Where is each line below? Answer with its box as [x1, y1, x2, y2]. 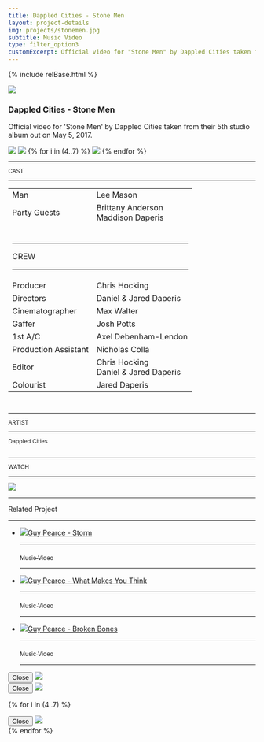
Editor [12, 362, 34, 373]
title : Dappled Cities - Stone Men [8, 11, 125, 20]
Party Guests [12, 207, 60, 218]
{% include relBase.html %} [8, 70, 98, 79]
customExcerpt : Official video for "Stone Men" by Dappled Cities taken [8, 48, 251, 56]
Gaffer [12, 318, 36, 329]
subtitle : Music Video [8, 33, 82, 42]
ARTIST [8, 418, 29, 426]
